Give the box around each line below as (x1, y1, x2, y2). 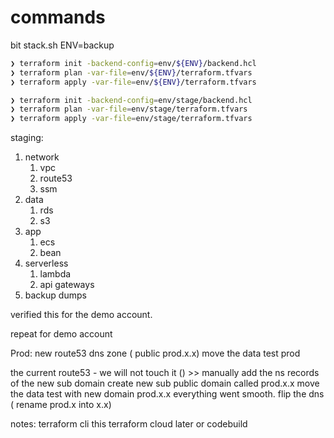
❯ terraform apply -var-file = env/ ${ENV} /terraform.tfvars (10, 77, 257, 87)
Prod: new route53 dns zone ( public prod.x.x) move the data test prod (10, 347, 301, 360)
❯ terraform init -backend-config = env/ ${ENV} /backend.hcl (10, 58, 257, 68)
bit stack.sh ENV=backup (10, 39, 115, 51)
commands (10, 6, 106, 29)
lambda (39, 268, 72, 280)
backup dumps (24, 289, 87, 301)
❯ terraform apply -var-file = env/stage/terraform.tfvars (10, 114, 253, 124)
